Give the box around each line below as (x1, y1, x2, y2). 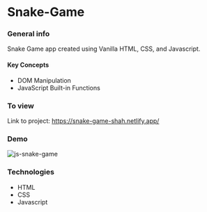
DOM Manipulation (17, 76, 72, 84)
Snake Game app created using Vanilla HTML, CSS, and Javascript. (7, 44, 201, 53)
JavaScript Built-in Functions (17, 83, 101, 92)
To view (7, 101, 35, 111)
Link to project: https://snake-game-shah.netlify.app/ (7, 116, 160, 125)
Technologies (7, 168, 54, 177)
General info (7, 29, 50, 39)
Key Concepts (7, 60, 49, 70)
